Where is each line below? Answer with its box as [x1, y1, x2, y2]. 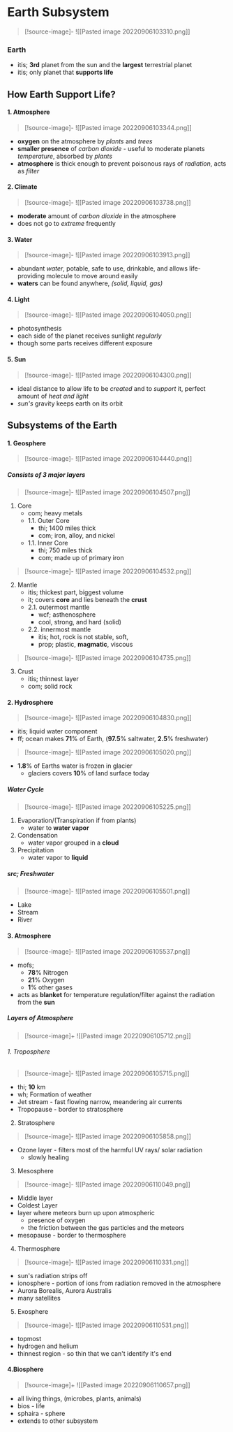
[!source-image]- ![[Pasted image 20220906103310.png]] [24, 27, 190, 36]
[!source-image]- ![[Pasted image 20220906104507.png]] [24, 488, 190, 496]
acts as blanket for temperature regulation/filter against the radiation [17, 990, 215, 998]
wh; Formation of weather [17, 1090, 92, 1098]
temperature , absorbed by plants [17, 152, 113, 160]
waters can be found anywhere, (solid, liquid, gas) [17, 279, 163, 287]
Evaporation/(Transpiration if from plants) [17, 816, 137, 825]
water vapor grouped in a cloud [27, 838, 119, 847]
